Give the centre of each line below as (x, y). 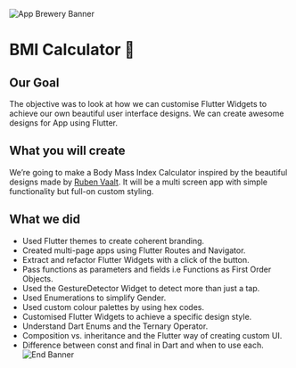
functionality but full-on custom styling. (82, 191)
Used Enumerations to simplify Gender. (94, 298)
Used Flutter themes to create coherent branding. (113, 241)
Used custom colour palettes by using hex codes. (113, 307)
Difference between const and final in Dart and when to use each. (143, 345)
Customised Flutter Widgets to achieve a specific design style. (137, 316)
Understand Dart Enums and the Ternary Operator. (115, 326)
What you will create (68, 151)
